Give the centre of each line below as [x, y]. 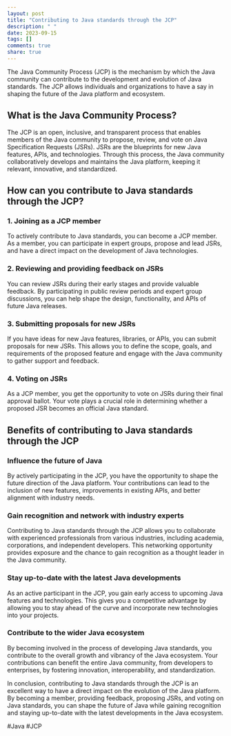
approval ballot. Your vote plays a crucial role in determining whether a [108, 401]
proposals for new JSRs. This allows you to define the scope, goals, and [110, 346]
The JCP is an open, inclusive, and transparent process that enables [104, 132]
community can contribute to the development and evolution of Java [104, 79]
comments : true [29, 46]
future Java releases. [37, 305]
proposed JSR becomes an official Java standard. [78, 408]
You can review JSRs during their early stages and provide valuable [103, 283]
